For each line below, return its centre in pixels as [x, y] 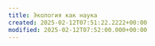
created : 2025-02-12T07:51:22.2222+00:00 [78, 23]
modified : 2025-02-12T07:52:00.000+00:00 [78, 30]
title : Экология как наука [53, 15]
